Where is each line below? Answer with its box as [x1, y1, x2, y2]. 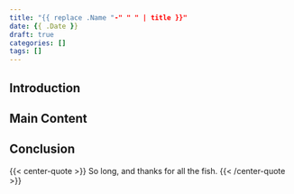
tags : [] [9, 47, 42, 56]
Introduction [9, 80, 81, 96]
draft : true [9, 30, 54, 39]
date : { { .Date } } [9, 22, 78, 31]
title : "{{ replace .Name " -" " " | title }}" [9, 13, 188, 23]
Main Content [9, 110, 87, 126]
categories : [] [9, 38, 67, 48]
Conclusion [9, 142, 76, 157]
